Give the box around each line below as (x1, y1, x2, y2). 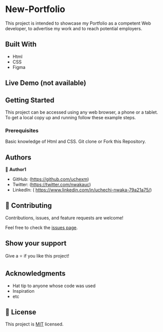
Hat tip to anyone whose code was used (12, 283, 96, 289)
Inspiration (12, 288, 35, 294)
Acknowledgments (5, 269, 66, 278)
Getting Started (5, 96, 55, 104)
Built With (5, 40, 37, 49)
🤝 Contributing (5, 201, 52, 210)
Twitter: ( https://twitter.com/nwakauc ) (12, 182, 91, 188)
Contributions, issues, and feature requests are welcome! (5, 215, 124, 221)
